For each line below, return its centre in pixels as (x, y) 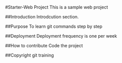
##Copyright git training (30, 55)
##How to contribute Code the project (44, 46)
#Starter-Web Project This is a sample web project (57, 7)
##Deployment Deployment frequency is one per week (61, 36)
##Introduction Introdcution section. (42, 17)
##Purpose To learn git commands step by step (54, 26)
